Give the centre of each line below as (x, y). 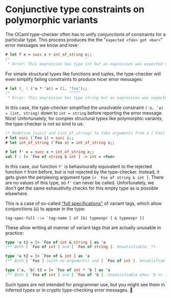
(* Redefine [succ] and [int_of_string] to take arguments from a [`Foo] (85, 133)
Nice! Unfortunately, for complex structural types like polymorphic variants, (84, 119)
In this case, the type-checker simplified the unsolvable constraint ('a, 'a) (84, 107)
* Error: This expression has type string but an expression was (78, 98)
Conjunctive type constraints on (75, 9)
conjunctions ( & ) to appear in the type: (45, 209)
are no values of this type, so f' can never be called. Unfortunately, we (80, 182)
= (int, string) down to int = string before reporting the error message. (84, 113)
